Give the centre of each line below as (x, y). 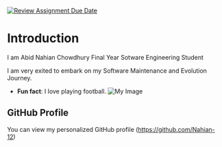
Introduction (43, 38)
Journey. (20, 78)
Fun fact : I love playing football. (62, 91)
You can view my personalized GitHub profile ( (73, 129)
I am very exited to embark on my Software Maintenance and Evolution (107, 70)
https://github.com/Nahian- (176, 129)
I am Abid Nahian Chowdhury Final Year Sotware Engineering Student (106, 57)
